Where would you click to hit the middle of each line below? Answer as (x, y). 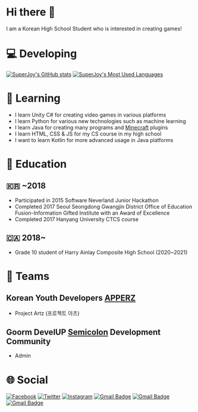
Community (29, 342)
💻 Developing (42, 54)
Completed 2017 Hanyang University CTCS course (76, 219)
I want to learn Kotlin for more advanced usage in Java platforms (94, 140)
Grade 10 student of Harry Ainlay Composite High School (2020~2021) (101, 252)
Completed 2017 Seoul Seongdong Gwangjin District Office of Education (103, 206)
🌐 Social (27, 380)
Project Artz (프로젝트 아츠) (47, 313)
